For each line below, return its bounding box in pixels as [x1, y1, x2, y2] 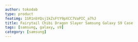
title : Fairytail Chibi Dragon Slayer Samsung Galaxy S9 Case [5, 20, 133, 26]
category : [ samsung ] [5, 29, 47, 34]
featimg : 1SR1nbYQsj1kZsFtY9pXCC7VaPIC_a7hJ [5, 16, 96, 21]
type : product [5, 12, 34, 16]
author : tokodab [5, 7, 38, 12]
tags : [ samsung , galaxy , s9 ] [5, 25, 64, 30]
